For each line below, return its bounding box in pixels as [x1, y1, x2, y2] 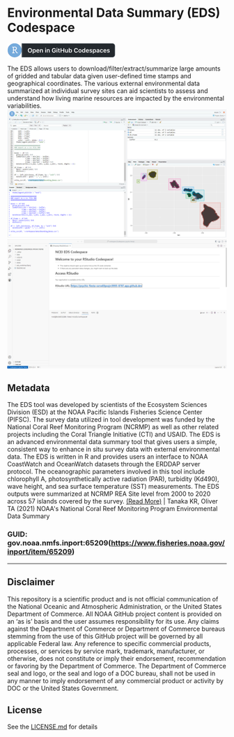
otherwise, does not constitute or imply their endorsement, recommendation [7, 654, 226, 662]
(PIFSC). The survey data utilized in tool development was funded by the [7, 415, 216, 424]
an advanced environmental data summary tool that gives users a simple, [7, 438, 217, 446]
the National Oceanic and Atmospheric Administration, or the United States [7, 602, 222, 610]
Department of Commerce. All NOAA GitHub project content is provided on [7, 610, 222, 618]
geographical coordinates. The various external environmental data [7, 79, 201, 87]
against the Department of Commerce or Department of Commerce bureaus [7, 624, 226, 633]
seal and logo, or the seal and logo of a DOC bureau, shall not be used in [7, 669, 216, 678]
